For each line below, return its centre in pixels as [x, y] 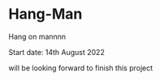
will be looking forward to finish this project [81, 68]
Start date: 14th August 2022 [57, 52]
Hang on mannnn [37, 36]
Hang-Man [45, 14]
